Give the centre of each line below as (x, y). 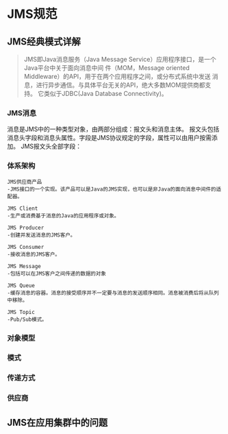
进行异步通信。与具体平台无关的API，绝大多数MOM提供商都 (121, 85)
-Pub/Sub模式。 (27, 320)
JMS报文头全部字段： (51, 146)
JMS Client (23, 208)
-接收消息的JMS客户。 (34, 254)
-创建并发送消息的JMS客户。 (41, 235)
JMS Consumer (26, 247)
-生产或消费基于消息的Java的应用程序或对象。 (63, 216)
